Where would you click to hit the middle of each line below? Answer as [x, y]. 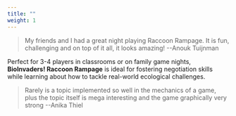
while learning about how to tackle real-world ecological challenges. [106, 76]
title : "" [22, 14]
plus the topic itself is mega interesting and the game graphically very [126, 97]
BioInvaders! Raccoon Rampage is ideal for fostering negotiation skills [110, 69]
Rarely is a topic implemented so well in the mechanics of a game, [120, 90]
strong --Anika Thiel [54, 105]
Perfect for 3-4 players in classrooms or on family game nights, [99, 61]
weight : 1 [22, 20]
